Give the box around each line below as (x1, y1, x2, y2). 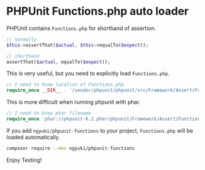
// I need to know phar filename (6, 110, 92, 117)
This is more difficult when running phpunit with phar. (6, 98, 141, 106)
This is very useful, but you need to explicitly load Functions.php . (6, 70, 170, 77)
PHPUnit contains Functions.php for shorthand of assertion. (6, 24, 156, 32)
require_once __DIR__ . (6, 87, 67, 94)
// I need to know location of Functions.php (6, 81, 124, 88)
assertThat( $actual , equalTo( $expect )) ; (6, 59, 111, 65)
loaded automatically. (6, 133, 60, 141)
